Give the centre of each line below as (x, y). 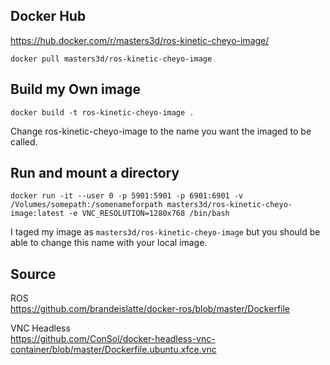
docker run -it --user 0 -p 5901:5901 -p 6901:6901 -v (127, 196)
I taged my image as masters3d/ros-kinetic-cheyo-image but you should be (165, 232)
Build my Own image (75, 89)
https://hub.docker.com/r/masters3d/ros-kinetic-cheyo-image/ (140, 40)
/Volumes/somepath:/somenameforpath (86, 205)
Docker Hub (48, 16)
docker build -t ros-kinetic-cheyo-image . (102, 112)
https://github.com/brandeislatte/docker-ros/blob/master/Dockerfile (150, 309)
